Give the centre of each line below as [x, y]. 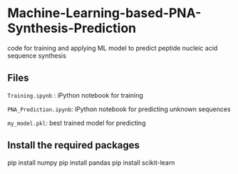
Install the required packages [74, 145]
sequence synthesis [37, 56]
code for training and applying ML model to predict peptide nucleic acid [113, 48]
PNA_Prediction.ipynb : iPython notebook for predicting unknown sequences [119, 109]
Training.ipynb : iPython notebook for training [76, 95]
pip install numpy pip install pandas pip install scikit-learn [91, 163]
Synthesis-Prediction [72, 28]
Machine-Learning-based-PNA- [104, 13]
